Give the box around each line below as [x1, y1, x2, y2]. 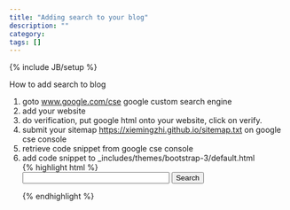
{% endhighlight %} [21, 191, 95, 202]
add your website [21, 105, 86, 116]
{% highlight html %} [21, 162, 99, 173]
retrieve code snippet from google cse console [21, 144, 193, 154]
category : [9, 29, 46, 38]
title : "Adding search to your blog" [9, 12, 149, 22]
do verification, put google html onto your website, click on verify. [21, 115, 263, 126]
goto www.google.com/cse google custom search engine [21, 97, 232, 107]
